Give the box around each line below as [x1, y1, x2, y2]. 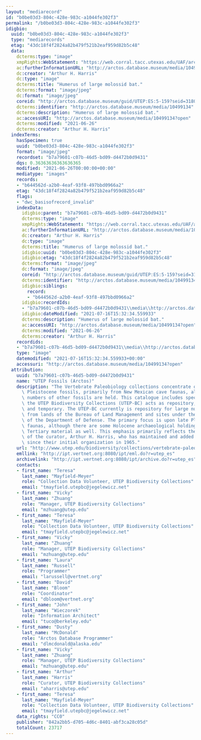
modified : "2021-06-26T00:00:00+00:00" [16, 165, 116, 171]
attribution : [11, 366, 44, 373]
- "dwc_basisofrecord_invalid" [16, 199, 95, 205]
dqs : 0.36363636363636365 [16, 160, 82, 166]
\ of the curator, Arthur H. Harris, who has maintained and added [21, 434, 194, 440]
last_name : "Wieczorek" [21, 607, 82, 614]
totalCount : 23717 [16, 724, 62, 731]
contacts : [16, 461, 41, 468]
